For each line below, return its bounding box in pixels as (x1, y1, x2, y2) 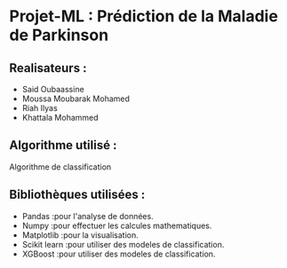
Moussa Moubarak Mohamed (21, 93, 131, 104)
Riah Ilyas (21, 103, 58, 113)
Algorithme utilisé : (9, 138, 117, 153)
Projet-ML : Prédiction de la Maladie (9, 6, 278, 27)
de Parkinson (9, 25, 109, 45)
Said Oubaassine (21, 84, 84, 94)
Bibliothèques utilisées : (9, 187, 146, 202)
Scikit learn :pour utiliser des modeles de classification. (21, 239, 225, 249)
